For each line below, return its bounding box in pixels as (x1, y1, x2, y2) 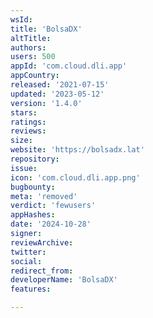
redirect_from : (10, 266, 74, 276)
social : (10, 256, 43, 266)
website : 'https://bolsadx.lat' (10, 145, 145, 155)
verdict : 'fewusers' (10, 201, 97, 211)
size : (10, 136, 33, 146)
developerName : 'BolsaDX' (10, 275, 118, 285)
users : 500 (10, 52, 56, 62)
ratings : (10, 117, 47, 127)
